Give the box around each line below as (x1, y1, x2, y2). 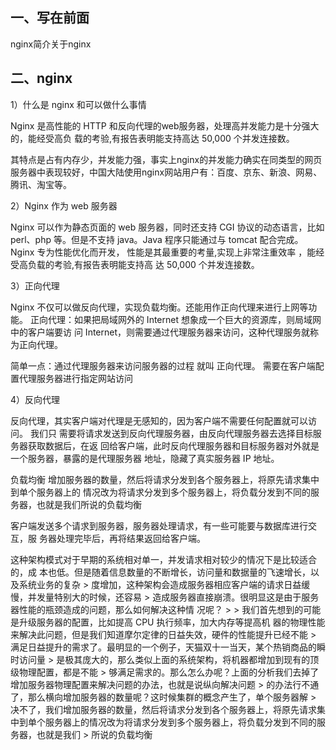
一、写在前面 (10, 9, 90, 27)
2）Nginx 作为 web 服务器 (10, 199, 118, 212)
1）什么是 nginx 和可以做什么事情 (10, 98, 147, 110)
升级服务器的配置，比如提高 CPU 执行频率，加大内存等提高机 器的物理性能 (18, 616, 326, 628)
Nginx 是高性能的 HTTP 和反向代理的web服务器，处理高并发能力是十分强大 (10, 119, 320, 132)
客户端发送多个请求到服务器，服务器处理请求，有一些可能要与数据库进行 (10, 519, 308, 532)
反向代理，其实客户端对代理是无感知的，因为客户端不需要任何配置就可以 (10, 414, 308, 427)
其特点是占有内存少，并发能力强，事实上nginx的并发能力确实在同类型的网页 (10, 153, 323, 165)
